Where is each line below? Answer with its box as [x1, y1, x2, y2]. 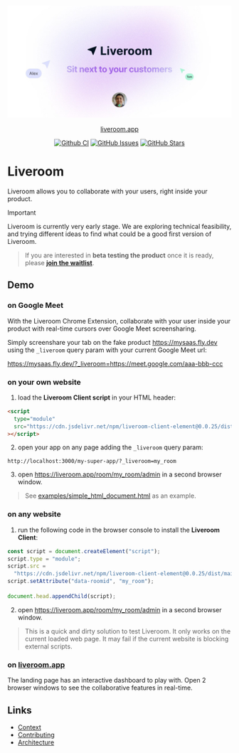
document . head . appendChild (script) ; [7, 592, 116, 599]
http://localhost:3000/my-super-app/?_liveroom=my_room [7, 458, 176, 465]
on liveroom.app [7, 660, 65, 670]
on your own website [7, 377, 82, 387]
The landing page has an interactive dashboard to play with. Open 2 [7, 676, 206, 685]
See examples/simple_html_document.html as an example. [24, 491, 197, 500]
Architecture [17, 738, 55, 747]
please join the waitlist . [24, 258, 95, 267]
